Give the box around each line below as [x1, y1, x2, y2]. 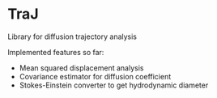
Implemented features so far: [7, 47, 104, 57]
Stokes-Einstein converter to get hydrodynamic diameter [19, 80, 209, 90]
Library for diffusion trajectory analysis [7, 32, 138, 41]
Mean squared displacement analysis [19, 62, 144, 73]
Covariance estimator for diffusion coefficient [19, 71, 172, 81]
